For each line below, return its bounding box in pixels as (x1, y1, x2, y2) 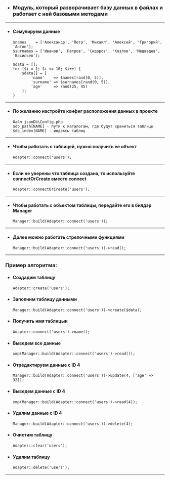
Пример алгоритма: (5, 262, 57, 269)
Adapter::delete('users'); (12, 465, 70, 470)
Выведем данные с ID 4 (12, 388, 65, 395)
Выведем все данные (12, 340, 61, 346)
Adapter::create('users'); (12, 285, 70, 291)
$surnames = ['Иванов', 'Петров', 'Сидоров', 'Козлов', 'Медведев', (12, 49, 160, 54)
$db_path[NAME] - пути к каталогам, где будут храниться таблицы (12, 123, 153, 129)
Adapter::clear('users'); (12, 443, 67, 449)
